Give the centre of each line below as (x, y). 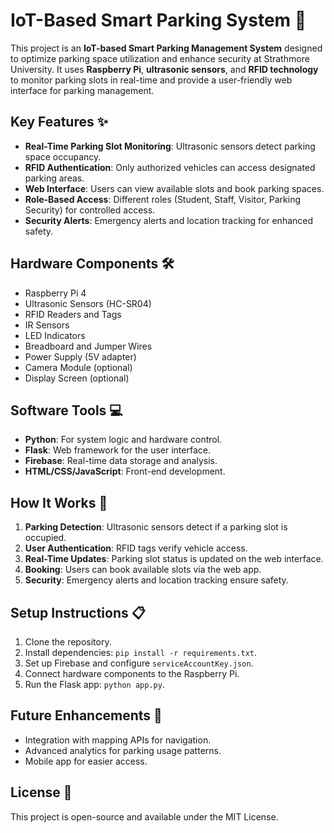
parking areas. (54, 178)
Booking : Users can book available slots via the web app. (143, 570)
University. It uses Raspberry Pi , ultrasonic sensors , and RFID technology (164, 69)
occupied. (45, 538)
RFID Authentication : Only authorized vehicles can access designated (170, 167)
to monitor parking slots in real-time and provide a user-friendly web (151, 80)
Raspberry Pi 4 (55, 293)
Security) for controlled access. (90, 210)
